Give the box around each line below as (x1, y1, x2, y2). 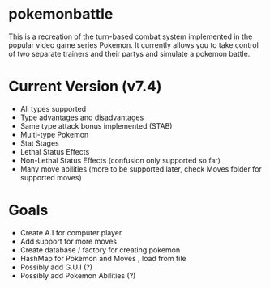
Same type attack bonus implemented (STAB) (19, 121, 173, 130)
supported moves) (19, 172, 83, 182)
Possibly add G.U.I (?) (19, 262, 93, 272)
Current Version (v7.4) (8, 78, 162, 95)
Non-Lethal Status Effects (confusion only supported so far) (19, 155, 221, 165)
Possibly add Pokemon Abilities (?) (19, 270, 136, 280)
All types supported (19, 104, 87, 113)
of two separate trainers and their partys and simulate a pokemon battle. (8, 49, 251, 58)
